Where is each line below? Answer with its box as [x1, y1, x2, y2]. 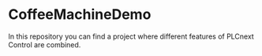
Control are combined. [8, 39, 81, 49]
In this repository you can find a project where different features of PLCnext [8, 32, 254, 41]
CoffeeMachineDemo [8, 6, 152, 24]
